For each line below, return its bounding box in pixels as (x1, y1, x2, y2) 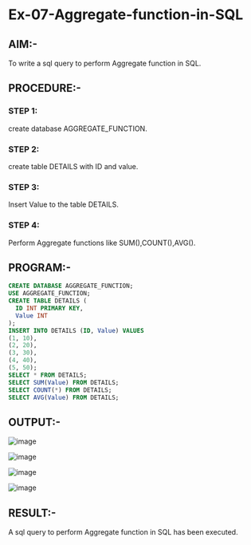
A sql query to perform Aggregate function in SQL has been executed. (8, 527, 238, 537)
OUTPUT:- (8, 415, 61, 428)
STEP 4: (8, 219, 40, 231)
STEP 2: (8, 144, 40, 155)
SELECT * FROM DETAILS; (8, 371, 88, 379)
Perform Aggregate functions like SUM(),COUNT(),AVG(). (8, 238, 196, 247)
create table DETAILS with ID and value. (8, 161, 139, 171)
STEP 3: (8, 181, 40, 192)
